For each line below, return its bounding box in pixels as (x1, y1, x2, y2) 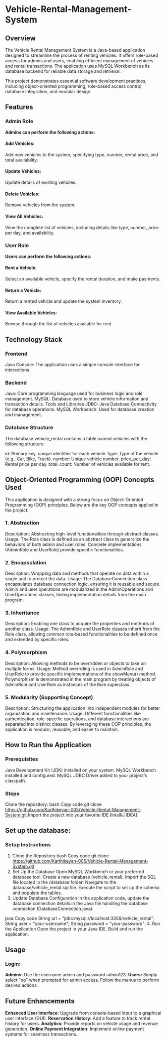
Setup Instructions (5, 841, 51, 848)
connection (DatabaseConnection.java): (12, 906, 94, 912)
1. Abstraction (5, 520, 40, 526)
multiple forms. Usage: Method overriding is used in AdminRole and (5, 665, 143, 671)
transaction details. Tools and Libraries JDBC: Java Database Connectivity (5, 401, 157, 407)
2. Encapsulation (5, 559, 47, 566)
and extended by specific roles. (5, 637, 70, 643)
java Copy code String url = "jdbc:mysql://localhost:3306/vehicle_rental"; (5, 915, 155, 921)
